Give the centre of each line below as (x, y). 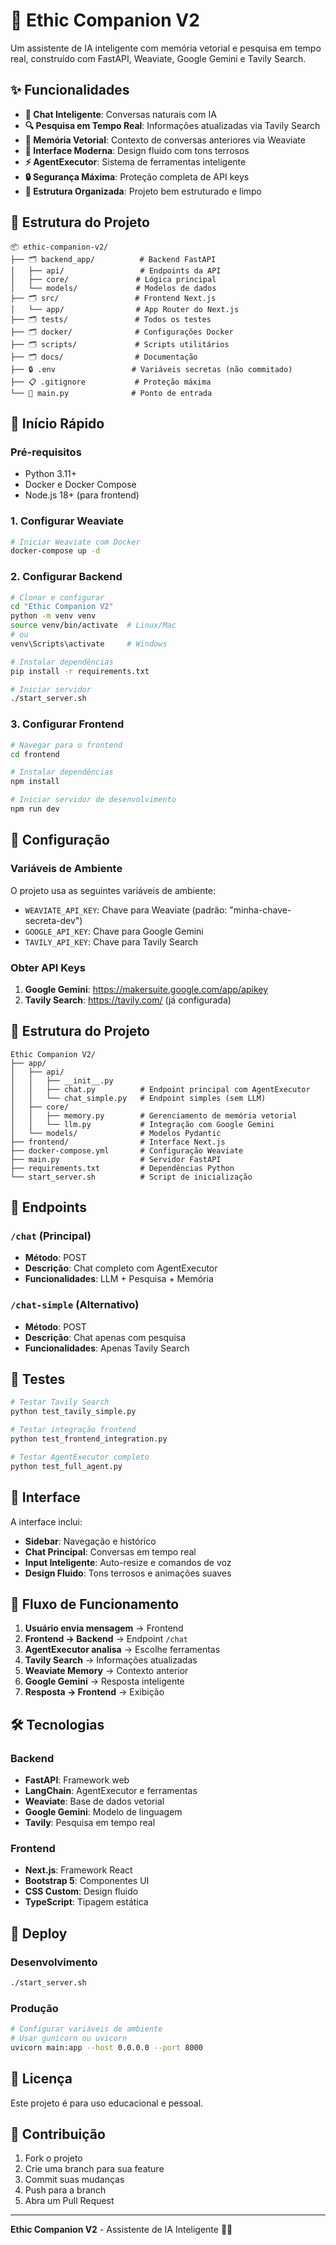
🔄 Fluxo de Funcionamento (95, 1604)
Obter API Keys (48, 967)
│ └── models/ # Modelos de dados (113, 288)
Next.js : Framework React (78, 1870)
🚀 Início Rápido (57, 423)
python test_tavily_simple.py (73, 1412)
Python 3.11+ (51, 474)
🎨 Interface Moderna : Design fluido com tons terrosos (137, 150)
